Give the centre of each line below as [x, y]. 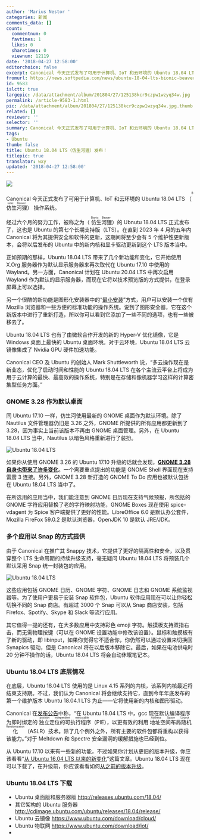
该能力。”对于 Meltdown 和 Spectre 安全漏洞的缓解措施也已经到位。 [88, 739]
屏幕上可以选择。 [27, 287]
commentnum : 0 [29, 34]
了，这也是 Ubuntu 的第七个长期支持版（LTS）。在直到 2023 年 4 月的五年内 [99, 230]
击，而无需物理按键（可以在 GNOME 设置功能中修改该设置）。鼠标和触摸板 [97, 632]
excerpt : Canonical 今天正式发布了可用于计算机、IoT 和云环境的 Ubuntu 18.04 [96, 73]
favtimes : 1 [26, 39]
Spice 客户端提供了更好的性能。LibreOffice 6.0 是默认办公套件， [113, 512]
